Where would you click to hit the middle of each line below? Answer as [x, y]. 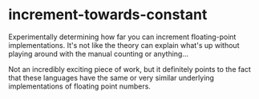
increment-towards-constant [108, 15]
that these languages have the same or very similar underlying [111, 77]
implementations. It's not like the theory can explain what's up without [124, 45]
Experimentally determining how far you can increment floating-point [122, 37]
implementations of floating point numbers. [79, 86]
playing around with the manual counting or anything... [99, 53]
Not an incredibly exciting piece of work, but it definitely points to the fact [129, 69]
